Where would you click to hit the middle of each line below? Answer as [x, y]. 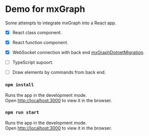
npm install [20, 85]
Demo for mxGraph [45, 9]
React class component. [37, 32]
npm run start [22, 112]
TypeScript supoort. [33, 63]
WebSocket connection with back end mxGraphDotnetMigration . [78, 53]
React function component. [40, 42]
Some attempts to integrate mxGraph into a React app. [61, 23]
